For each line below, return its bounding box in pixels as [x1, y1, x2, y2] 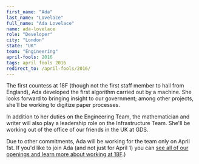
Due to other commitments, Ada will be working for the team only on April [6, 138, 190, 145]
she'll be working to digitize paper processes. [6, 101, 120, 109]
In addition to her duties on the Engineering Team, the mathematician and [6, 113, 190, 120]
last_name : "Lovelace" [6, 15, 64, 21]
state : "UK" [6, 43, 36, 49]
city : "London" [6, 37, 45, 43]
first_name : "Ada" [6, 9, 53, 15]
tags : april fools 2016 [6, 60, 67, 66]
